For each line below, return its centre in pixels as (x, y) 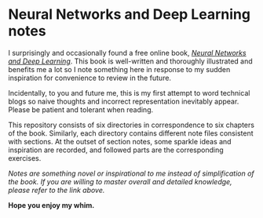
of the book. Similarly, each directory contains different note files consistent (131, 133)
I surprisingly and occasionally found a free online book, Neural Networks (127, 53)
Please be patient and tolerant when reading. (81, 109)
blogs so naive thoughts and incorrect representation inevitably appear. (124, 101)
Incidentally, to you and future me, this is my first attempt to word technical (129, 93)
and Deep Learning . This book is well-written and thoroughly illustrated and (130, 61)
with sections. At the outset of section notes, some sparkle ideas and (120, 141)
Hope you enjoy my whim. (51, 205)
